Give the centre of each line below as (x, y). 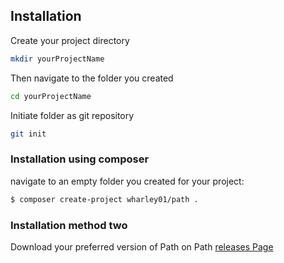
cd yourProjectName (51, 96)
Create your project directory (70, 40)
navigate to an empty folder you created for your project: (127, 181)
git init (28, 134)
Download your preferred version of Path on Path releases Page (142, 246)
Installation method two (69, 225)
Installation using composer (80, 159)
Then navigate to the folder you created (92, 78)
